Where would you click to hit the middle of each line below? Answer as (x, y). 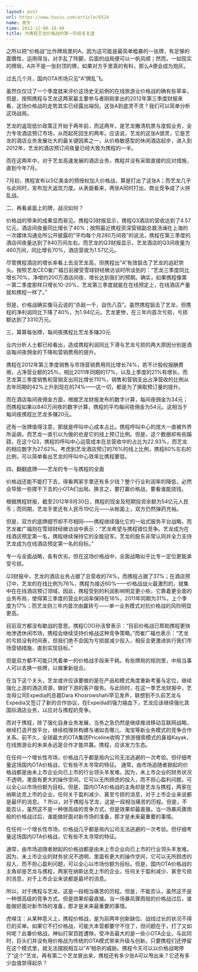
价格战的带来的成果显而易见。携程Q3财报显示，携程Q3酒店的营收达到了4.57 (99, 221)
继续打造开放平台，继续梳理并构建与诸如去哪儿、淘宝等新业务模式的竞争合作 (99, 730)
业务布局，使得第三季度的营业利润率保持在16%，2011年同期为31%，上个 (94, 599)
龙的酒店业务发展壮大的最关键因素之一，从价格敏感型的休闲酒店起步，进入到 (99, 141)
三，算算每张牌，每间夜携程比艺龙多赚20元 (58, 332)
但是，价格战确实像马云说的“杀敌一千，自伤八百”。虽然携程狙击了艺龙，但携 (99, 305)
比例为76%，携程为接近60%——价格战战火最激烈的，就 (115, 584)
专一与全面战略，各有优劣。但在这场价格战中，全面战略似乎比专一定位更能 (96, 556)
